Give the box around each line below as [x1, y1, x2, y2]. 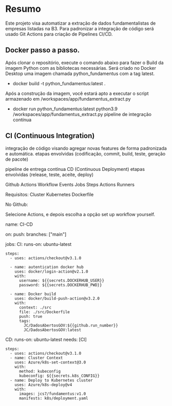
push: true [18, 314, 43, 319]
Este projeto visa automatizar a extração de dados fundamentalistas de [5, 20, 156, 26]
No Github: [5, 201, 28, 207]
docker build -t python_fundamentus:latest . [12, 80, 106, 86]
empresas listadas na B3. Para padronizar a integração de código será [5, 25, 154, 31]
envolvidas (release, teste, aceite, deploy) [5, 171, 94, 178]
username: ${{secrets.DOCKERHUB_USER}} [18, 278, 104, 283]
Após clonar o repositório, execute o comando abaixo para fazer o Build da [5, 60, 164, 66]
